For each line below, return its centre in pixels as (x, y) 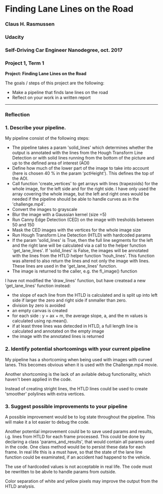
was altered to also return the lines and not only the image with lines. (81, 261)
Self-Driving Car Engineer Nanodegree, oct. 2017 (64, 50)
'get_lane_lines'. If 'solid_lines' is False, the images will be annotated (80, 251)
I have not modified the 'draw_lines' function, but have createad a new (75, 281)
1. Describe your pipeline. (36, 128)
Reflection (17, 115)
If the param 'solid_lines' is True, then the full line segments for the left (82, 240)
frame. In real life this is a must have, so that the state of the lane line (74, 452)
